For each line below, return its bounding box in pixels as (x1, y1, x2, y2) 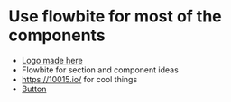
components (8, 25, 106, 46)
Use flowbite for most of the (8, 6, 222, 27)
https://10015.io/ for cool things (21, 73, 138, 84)
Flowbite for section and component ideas (21, 64, 180, 75)
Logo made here (21, 55, 83, 65)
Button (21, 83, 47, 94)
